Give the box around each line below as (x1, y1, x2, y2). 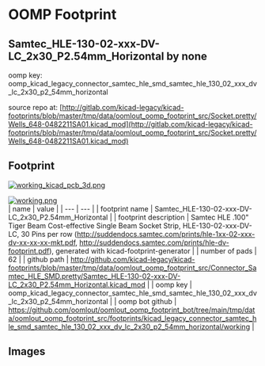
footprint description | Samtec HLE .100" (118, 212, 249, 222)
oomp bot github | (118, 296, 177, 306)
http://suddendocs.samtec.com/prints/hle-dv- (78, 238, 229, 247)
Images (8, 345, 46, 358)
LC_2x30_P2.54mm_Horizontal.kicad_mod (8, 280, 146, 289)
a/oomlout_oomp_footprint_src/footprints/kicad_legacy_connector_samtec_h (8, 313, 257, 322)
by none (165, 49, 207, 63)
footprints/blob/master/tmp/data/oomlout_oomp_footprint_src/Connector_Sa (8, 263, 257, 273)
